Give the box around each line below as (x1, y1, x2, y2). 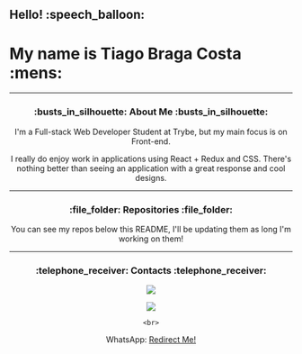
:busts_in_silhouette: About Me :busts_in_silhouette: (33, 105, 269, 118)
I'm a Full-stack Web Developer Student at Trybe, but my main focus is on (14, 126, 288, 137)
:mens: (9, 62, 63, 83)
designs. (135, 172, 167, 183)
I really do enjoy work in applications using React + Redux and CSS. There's (10, 153, 292, 164)
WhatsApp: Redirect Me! (105, 334, 197, 345)
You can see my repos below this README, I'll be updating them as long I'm (10, 223, 292, 234)
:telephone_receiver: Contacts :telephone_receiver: (35, 264, 267, 277)
